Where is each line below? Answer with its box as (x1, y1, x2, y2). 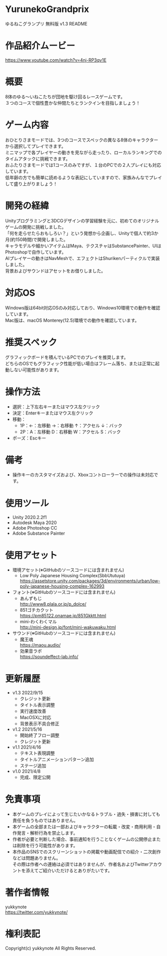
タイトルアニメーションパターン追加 (19, 757, 94, 763)
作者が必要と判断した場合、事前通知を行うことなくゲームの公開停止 (12, 836, 152, 842)
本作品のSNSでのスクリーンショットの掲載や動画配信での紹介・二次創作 (12, 849, 161, 855)
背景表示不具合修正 (19, 721, 60, 727)
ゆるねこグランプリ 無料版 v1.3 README (5, 21, 88, 27)
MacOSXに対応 (19, 714, 51, 721)
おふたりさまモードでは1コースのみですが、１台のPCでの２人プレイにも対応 (5, 162, 161, 168)
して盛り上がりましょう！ (5, 180, 58, 186)
